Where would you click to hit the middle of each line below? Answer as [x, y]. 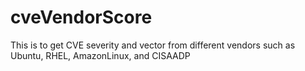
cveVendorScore [81, 17]
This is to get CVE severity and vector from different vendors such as [153, 45]
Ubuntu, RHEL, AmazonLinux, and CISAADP [100, 55]
